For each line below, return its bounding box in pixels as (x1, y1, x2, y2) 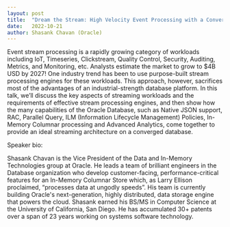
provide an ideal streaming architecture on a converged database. (7, 128, 193, 136)
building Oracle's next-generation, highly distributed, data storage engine (7, 191, 214, 199)
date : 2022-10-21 (7, 23, 63, 29)
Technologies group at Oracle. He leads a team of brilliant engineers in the (7, 161, 217, 170)
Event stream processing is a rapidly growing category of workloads (7, 48, 200, 56)
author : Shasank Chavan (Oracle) (7, 29, 103, 36)
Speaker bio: (7, 141, 43, 149)
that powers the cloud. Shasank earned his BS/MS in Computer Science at (7, 198, 217, 206)
